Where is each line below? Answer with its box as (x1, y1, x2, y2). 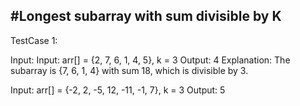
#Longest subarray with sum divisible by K (10, 8, 282, 25)
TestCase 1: (10, 34, 58, 46)
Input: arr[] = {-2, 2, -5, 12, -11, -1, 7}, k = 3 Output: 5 (10, 84, 226, 96)
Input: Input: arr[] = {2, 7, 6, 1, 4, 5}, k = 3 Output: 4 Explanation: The (10, 54, 291, 66)
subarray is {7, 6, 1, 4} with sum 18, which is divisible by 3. (10, 64, 249, 76)
